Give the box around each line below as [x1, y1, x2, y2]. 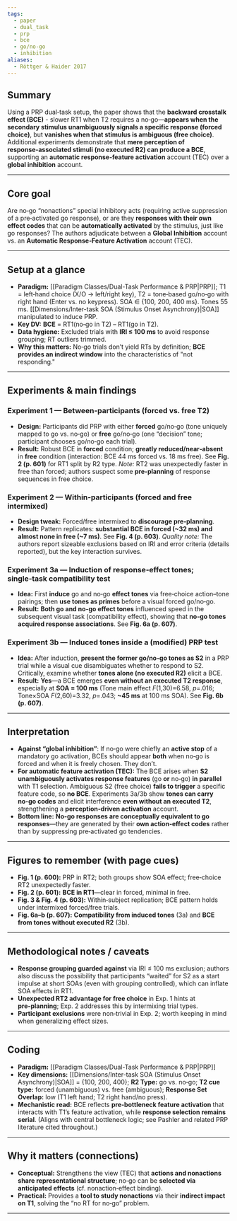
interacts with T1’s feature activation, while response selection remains [17, 1108, 226, 1116]
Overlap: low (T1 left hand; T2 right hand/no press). [17, 1092, 168, 1101]
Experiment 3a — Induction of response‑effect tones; [7, 565, 194, 574]
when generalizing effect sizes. [17, 1017, 109, 1026]
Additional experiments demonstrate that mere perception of [7, 138, 185, 146]
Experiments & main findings [7, 385, 137, 397]
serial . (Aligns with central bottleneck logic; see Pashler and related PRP [17, 1115, 228, 1123]
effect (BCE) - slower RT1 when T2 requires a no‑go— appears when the [7, 115, 219, 124]
